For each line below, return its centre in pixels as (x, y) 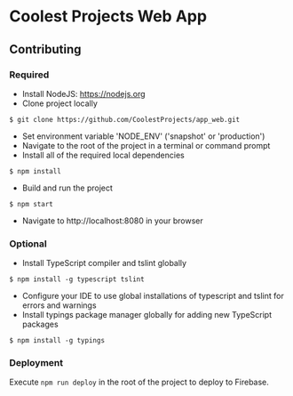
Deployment (36, 363)
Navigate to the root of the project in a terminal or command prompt (146, 145)
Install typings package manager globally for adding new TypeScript (147, 315)
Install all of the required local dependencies (103, 155)
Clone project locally (59, 103)
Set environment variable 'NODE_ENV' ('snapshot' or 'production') (143, 136)
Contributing (45, 49)
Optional (28, 244)
